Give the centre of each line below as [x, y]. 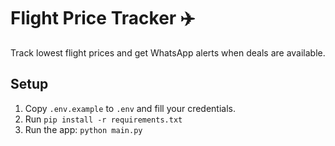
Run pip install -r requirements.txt [103, 119]
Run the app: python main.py [83, 129]
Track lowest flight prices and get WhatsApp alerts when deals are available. [168, 52]
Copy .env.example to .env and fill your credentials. [130, 108]
